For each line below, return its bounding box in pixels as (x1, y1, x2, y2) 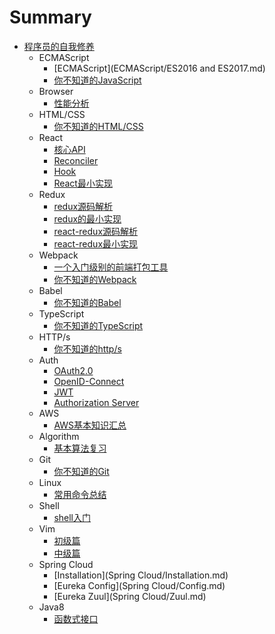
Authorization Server (53, 396, 140, 408)
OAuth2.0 (53, 364, 94, 376)
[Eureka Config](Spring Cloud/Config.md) (53, 579, 226, 591)
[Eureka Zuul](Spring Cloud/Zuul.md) (53, 590, 207, 602)
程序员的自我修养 (23, 40, 95, 52)
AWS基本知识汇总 (53, 419, 127, 431)
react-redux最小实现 (53, 237, 139, 250)
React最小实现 (53, 177, 113, 189)
